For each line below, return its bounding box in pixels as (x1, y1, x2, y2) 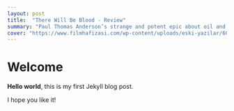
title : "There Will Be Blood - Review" (7, 17, 127, 24)
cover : (7, 29, 26, 37)
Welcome (7, 60, 63, 75)
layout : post (7, 10, 45, 17)
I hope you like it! (7, 96, 56, 104)
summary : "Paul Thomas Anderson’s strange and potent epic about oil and (7, 23, 226, 30)
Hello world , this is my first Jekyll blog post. (7, 83, 134, 91)
